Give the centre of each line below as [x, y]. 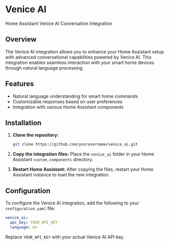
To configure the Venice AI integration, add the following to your [72, 203]
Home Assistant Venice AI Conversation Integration [59, 23]
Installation [23, 123]
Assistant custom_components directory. [53, 160]
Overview [21, 39]
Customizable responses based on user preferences [67, 101]
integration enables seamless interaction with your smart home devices [80, 63]
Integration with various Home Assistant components [68, 107]
